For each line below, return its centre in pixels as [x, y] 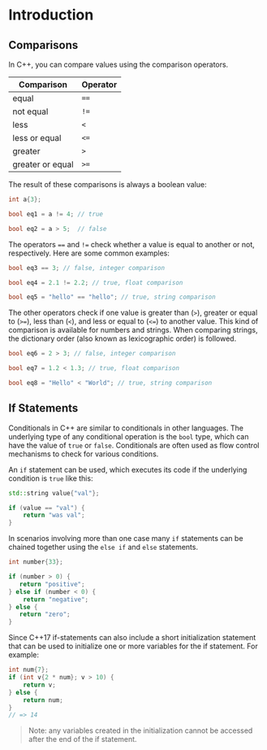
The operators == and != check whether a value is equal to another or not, [132, 244]
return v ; [40, 685]
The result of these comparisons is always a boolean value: [108, 184]
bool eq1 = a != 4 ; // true [56, 214]
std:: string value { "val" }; [54, 493]
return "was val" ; [54, 515]
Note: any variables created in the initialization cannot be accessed [140, 730]
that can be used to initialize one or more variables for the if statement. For [133, 646]
